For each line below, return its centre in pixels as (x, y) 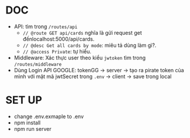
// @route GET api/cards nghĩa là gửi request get (82, 32)
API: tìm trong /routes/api (45, 26)
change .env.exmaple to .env (49, 116)
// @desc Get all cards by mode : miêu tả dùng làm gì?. (89, 45)
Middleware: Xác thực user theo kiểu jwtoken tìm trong (80, 58)
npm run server (33, 129)
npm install (27, 122)
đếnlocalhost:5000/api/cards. (59, 39)
